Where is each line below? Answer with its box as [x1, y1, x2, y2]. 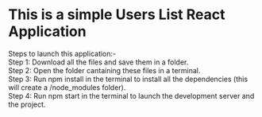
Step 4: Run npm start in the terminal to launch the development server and [8, 91, 255, 100]
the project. [8, 99, 46, 109]
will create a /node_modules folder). [8, 82, 126, 92]
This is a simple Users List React [8, 6, 225, 24]
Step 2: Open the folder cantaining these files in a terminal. [8, 65, 201, 75]
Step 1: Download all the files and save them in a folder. [8, 57, 189, 67]
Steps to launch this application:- [8, 49, 117, 58]
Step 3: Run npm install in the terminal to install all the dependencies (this [8, 74, 249, 84]
